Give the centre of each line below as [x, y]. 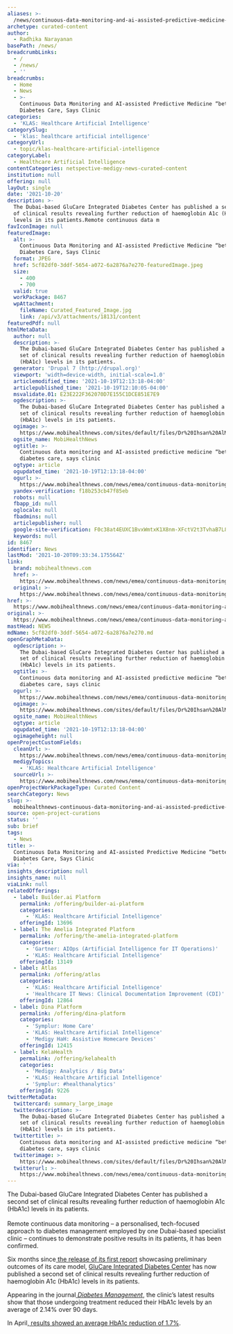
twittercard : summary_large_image [63, 1104]
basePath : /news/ [32, 46]
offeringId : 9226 [45, 1091]
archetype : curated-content [48, 26]
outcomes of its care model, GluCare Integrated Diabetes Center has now [112, 1267]
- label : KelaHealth [43, 1052]
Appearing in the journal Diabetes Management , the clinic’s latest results [111, 1295]
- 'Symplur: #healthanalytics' [71, 1084]
